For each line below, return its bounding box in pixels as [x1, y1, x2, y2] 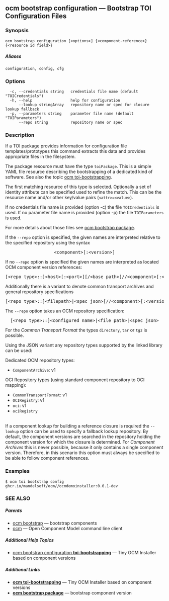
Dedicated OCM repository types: [5, 357, 75, 364]
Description [5, 131, 35, 138]
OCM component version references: [5, 264, 82, 271]
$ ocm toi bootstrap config [5, 479, 64, 484]
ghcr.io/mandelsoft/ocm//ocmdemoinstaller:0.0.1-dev [5, 483, 118, 488]
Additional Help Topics [5, 537, 54, 543]
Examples [5, 468, 30, 475]
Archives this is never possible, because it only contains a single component [5, 445, 163, 451]
